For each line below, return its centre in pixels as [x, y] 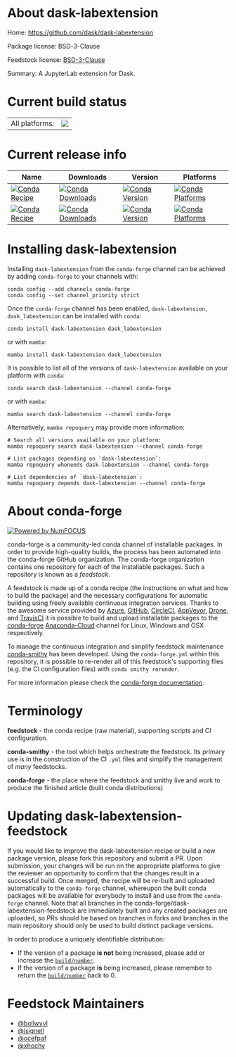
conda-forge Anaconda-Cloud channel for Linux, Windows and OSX [106, 625]
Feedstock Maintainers [76, 1003]
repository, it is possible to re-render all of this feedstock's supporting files [115, 661]
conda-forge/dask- [162, 903]
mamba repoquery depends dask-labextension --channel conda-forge [106, 483]
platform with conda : [36, 375]
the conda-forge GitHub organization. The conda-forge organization [106, 559]
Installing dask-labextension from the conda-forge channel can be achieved [116, 268]
